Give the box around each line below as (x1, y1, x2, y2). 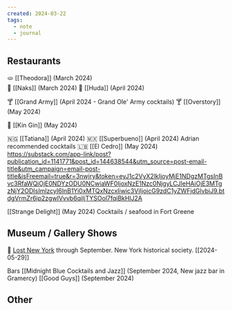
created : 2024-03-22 (7, 10, 67, 17)
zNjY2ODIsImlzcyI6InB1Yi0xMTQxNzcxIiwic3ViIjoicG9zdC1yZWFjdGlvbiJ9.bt (7, 187, 225, 195)
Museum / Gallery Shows (7, 228, 117, 239)
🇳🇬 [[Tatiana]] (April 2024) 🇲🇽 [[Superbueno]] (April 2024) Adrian (7, 134, 200, 143)
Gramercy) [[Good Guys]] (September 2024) (7, 274, 135, 282)
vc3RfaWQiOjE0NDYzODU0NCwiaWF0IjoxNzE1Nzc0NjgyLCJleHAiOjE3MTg (7, 179, 222, 188)
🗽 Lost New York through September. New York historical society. (7, 246, 194, 254)
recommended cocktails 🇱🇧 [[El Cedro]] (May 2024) (7, 143, 158, 151)
